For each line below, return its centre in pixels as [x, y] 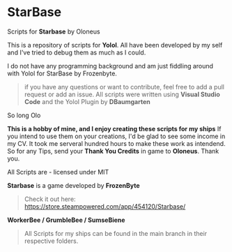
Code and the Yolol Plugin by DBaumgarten [87, 101]
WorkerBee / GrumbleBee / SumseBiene [66, 220]
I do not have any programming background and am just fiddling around [110, 66]
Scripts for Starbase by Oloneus [54, 31]
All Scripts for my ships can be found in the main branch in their [116, 233]
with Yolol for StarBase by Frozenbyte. [62, 73]
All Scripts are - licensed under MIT [58, 172]
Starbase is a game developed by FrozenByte [74, 185]
